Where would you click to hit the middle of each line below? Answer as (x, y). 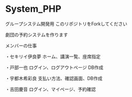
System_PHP (33, 9)
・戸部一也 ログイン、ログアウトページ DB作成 (54, 67)
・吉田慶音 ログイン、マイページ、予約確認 (51, 89)
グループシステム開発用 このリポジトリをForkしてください (67, 24)
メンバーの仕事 (21, 45)
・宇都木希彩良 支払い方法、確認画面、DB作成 (54, 78)
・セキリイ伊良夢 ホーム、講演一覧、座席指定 (53, 56)
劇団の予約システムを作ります (37, 34)
